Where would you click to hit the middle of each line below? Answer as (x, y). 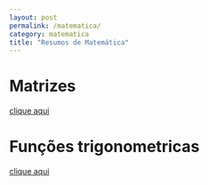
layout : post (33, 17)
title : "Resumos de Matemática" (69, 42)
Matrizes (43, 86)
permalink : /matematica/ (55, 26)
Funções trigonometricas (104, 147)
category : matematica (49, 34)
